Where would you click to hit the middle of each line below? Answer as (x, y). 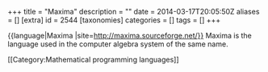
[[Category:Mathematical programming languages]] (93, 60)
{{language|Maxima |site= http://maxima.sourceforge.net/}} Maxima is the (130, 36)
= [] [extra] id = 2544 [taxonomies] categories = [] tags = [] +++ (114, 20)
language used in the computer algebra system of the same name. (118, 44)
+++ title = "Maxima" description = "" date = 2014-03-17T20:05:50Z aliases (134, 12)
